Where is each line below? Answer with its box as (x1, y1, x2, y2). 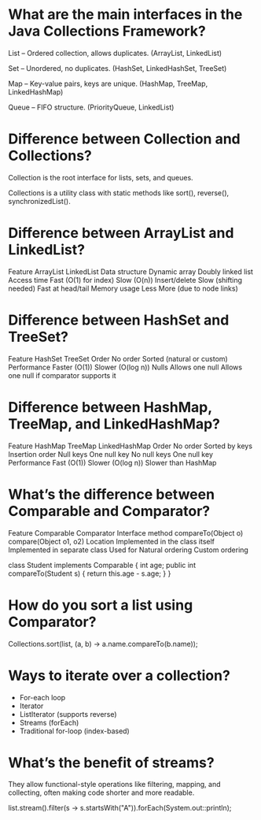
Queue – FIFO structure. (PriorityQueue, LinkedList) (8, 102, 175, 112)
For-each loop (19, 692, 66, 702)
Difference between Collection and (8, 130, 241, 148)
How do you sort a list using (8, 596, 193, 614)
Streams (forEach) (19, 718, 79, 727)
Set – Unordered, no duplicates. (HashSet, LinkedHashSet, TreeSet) (8, 63, 227, 72)
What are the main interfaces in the (8, 6, 243, 24)
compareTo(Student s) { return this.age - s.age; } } (8, 569, 171, 578)
